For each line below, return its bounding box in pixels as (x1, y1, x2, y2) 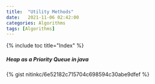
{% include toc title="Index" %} (6, 42, 84, 49)
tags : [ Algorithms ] (6, 25, 55, 32)
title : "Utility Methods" (6, 8, 74, 15)
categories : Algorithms (6, 20, 66, 26)
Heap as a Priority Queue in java (6, 55, 89, 63)
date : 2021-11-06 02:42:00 (6, 14, 79, 20)
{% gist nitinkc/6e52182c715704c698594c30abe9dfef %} (6, 71, 150, 78)
